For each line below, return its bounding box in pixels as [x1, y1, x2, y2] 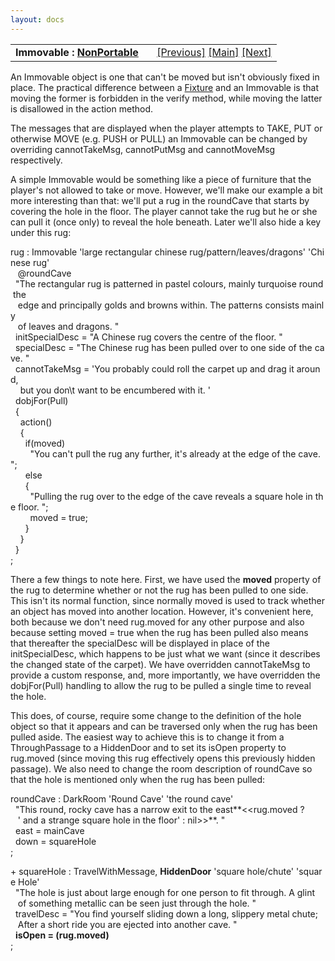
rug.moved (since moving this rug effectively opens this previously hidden [10, 752, 316, 764]
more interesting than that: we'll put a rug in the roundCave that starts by [10, 194, 310, 206]
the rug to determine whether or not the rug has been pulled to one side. [10, 584, 309, 596]
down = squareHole [14, 835, 97, 847]
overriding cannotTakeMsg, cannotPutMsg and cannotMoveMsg [10, 143, 276, 155]
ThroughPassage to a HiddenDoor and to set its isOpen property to [10, 741, 287, 753]
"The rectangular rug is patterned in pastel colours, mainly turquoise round [14, 277, 324, 290]
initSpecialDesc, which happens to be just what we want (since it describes [10, 647, 321, 660]
